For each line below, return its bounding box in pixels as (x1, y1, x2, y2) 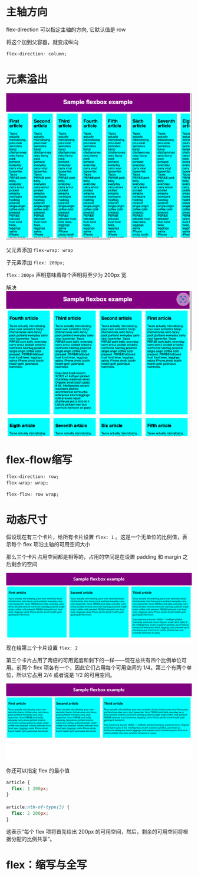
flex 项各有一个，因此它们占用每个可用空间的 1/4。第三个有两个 (33, 664, 187, 671)
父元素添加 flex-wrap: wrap (6, 247, 74, 254)
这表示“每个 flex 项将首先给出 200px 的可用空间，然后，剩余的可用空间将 (6, 828, 184, 835)
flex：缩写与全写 (6, 858, 87, 871)
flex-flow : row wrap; (6, 491, 60, 497)
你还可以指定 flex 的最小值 (6, 766, 70, 774)
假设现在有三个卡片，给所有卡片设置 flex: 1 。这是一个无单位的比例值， (6, 533, 183, 540)
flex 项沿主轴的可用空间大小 (22, 541, 90, 548)
